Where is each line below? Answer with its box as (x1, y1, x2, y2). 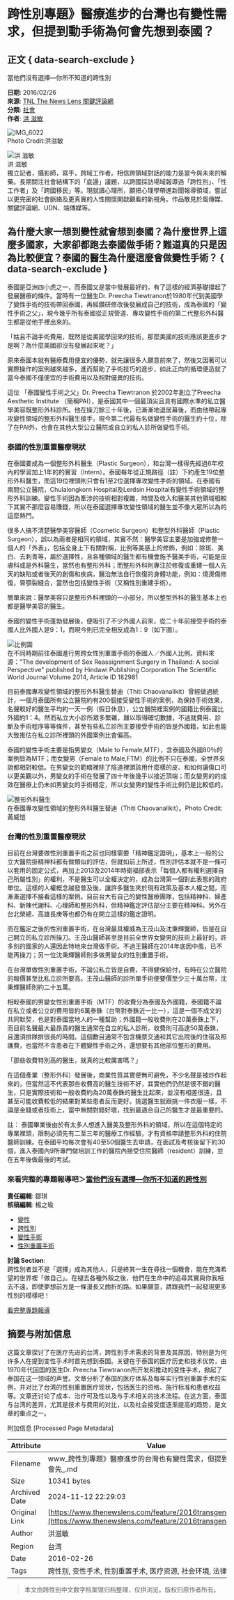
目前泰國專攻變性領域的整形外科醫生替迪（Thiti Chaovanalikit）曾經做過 (7, 688, 213, 696)
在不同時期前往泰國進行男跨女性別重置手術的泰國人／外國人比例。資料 (7, 649, 209, 658)
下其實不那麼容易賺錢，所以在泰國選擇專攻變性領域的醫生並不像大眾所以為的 (7, 503, 227, 511)
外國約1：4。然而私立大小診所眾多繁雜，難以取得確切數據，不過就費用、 (7, 713, 215, 722)
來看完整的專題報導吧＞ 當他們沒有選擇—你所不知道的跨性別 (7, 1174, 208, 1184)
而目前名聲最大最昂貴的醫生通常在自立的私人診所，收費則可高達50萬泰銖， (7, 1024, 223, 1032)
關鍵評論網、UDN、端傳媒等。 (7, 203, 95, 212)
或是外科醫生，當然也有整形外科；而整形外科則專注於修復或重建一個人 (19, 561, 221, 570)
